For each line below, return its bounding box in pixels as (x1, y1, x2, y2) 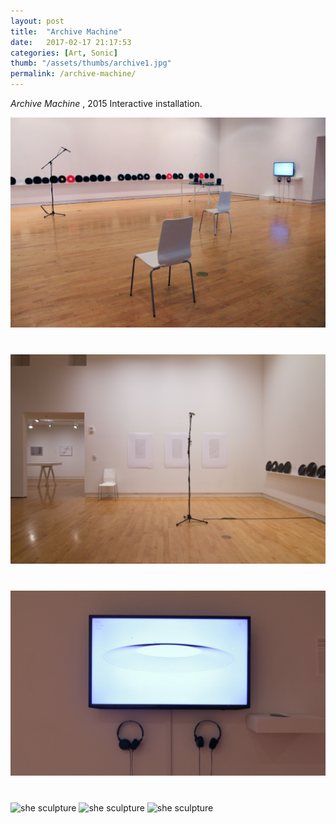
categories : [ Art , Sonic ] (10, 48, 118, 58)
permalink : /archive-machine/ (10, 69, 137, 79)
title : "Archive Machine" (10, 26, 123, 37)
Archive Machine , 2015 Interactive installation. (10, 98, 203, 109)
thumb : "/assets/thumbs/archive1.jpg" (10, 58, 172, 69)
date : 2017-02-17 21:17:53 (10, 37, 132, 47)
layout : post (10, 16, 65, 26)
